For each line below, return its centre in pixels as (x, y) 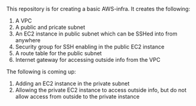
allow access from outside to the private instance (77, 97)
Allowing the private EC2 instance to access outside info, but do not (101, 90)
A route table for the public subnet (58, 53)
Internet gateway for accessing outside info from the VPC (88, 60)
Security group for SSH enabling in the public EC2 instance (90, 47)
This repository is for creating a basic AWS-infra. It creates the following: (98, 9)
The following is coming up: (41, 72)
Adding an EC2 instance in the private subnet (72, 83)
